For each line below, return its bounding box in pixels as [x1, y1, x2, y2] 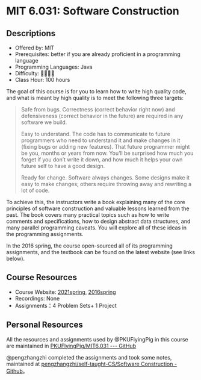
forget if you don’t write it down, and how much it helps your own [20, 156, 183, 163]
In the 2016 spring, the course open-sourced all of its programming [6, 242, 173, 249]
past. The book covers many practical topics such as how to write [6, 211, 170, 218]
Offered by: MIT [14, 44, 55, 51]
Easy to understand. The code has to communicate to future [20, 131, 170, 137]
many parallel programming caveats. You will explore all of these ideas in [6, 224, 187, 231]
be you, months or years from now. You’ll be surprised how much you [20, 149, 194, 157]
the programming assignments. [6, 231, 84, 237]
